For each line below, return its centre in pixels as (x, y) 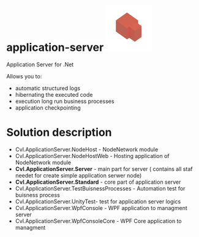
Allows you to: (24, 76)
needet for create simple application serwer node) (78, 175)
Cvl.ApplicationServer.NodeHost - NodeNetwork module (87, 149)
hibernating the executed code (54, 94)
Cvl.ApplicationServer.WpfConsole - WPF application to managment (101, 208)
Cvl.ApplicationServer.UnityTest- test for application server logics (98, 201)
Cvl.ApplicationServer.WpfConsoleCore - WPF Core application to (98, 221)
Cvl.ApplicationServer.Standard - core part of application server (98, 182)
